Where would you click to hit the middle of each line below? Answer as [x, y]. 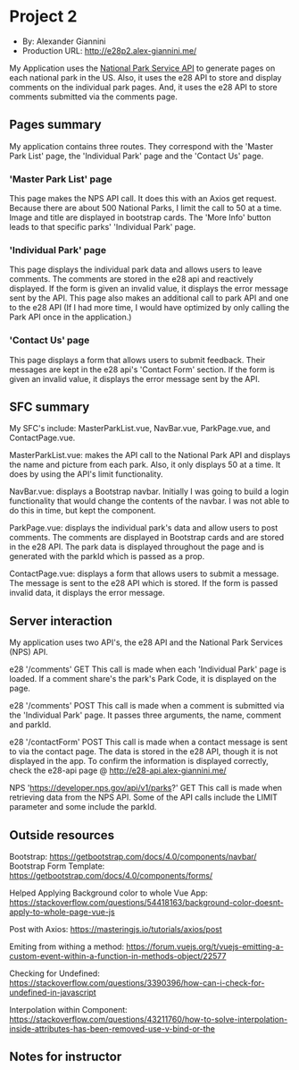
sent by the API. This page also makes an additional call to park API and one [149, 298]
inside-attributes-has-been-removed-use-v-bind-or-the [112, 1029]
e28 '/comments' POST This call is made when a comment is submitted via [147, 706]
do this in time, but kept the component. [83, 511]
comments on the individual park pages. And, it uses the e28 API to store [144, 87]
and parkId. [30, 725]
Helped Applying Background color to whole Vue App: [108, 893]
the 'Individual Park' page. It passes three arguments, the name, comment [145, 715]
